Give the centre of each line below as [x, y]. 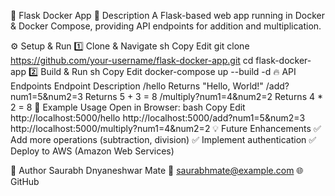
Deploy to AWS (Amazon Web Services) [92, 151]
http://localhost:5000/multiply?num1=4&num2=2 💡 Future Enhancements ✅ [166, 128]
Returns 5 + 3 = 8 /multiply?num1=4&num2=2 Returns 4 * [203, 96]
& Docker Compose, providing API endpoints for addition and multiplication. [166, 26]
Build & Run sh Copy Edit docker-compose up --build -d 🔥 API [168, 71]
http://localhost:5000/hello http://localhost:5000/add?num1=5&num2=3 [158, 118]
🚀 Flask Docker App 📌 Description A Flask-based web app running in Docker [167, 15]
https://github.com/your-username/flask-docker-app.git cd [132, 60]
